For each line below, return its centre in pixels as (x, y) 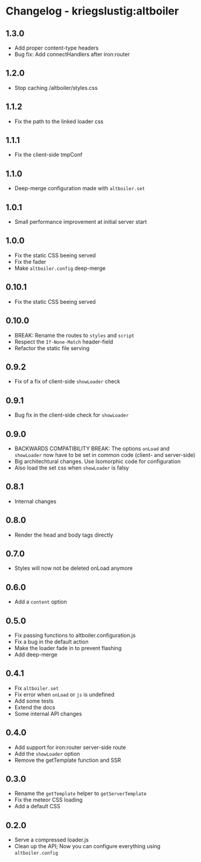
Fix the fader (30, 261)
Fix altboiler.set (37, 688)
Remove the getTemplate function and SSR (68, 760)
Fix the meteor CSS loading (48, 800)
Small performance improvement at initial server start (81, 222)
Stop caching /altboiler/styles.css (56, 88)
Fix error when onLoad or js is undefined (64, 694)
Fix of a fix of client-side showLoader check (67, 382)
